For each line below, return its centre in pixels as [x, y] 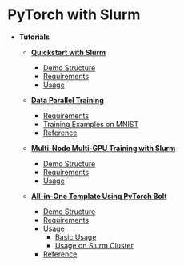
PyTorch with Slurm [74, 15]
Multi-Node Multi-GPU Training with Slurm [103, 148]
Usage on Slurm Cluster [94, 245]
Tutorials [34, 37]
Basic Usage [76, 236]
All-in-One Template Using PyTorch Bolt [99, 196]
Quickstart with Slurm [68, 52]
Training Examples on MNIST [91, 124]
